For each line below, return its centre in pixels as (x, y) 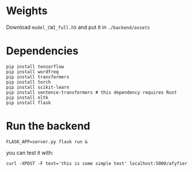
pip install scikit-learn (38, 87)
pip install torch (28, 82)
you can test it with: (30, 153)
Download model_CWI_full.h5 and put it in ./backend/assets (78, 27)
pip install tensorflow (35, 67)
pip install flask (28, 102)
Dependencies (42, 51)
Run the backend (48, 126)
